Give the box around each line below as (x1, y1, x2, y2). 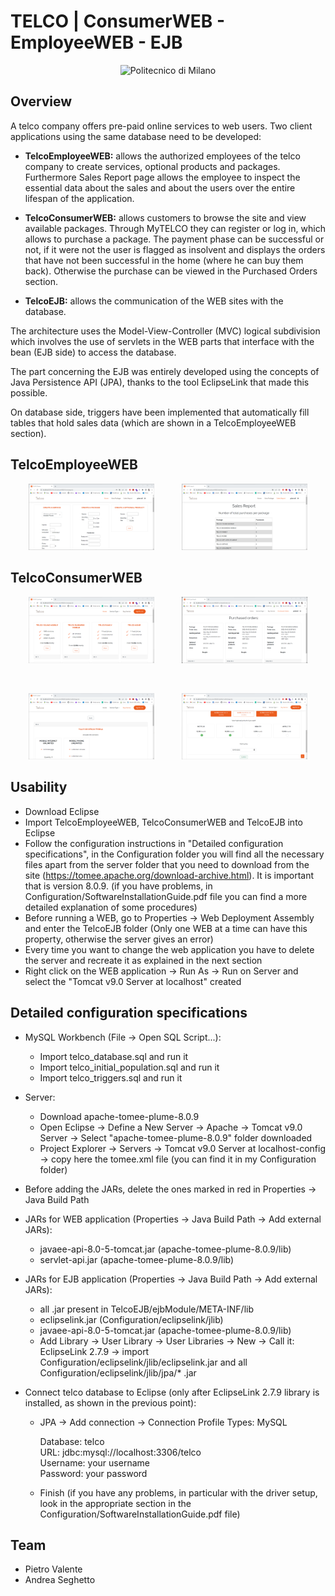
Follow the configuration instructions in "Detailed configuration (24, 837, 284, 849)
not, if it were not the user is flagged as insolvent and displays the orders (24, 243, 326, 255)
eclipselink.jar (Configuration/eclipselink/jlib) (39, 1313, 224, 1325)
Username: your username (39, 1456, 150, 1469)
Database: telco (39, 1435, 105, 1447)
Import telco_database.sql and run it (39, 1050, 189, 1062)
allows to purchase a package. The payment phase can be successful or (24, 233, 325, 245)
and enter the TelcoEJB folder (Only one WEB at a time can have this (24, 922, 308, 934)
